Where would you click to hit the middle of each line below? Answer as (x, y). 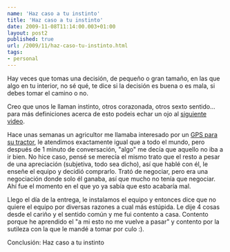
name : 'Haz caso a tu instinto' (54, 13)
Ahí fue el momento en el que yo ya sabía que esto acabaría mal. (99, 186)
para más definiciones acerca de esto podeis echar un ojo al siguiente (107, 114)
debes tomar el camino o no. (48, 93)
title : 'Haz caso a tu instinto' (55, 20)
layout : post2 (28, 33)
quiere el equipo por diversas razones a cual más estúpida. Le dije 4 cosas (113, 207)
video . (16, 121)
